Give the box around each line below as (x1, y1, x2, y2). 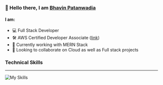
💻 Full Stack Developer (12, 28, 59, 34)
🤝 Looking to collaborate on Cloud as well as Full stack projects (12, 47, 139, 53)
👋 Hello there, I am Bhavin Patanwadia (5, 4, 96, 11)
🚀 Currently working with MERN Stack (12, 42, 88, 48)
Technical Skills (5, 59, 43, 66)
